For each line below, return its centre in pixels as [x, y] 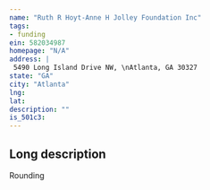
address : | [29, 59]
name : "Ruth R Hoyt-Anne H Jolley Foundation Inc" [105, 17]
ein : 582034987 [38, 43]
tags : [19, 26]
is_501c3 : [28, 117]
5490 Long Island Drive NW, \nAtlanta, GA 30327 [105, 68]
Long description [58, 154]
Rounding [27, 175]
